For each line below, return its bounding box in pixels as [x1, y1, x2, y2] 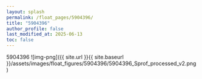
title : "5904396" [6, 20, 50, 26]
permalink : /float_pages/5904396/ [6, 14, 94, 21]
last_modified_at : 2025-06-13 [6, 31, 83, 37]
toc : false [6, 37, 34, 43]
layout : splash [6, 8, 45, 15]
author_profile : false [6, 25, 64, 32]
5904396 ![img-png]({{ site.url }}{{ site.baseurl [6, 54, 124, 60]
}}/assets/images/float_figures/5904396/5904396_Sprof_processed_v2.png [6, 60, 197, 67]
